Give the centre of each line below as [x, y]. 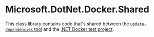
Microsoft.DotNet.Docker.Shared [78, 10]
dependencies [19, 29]
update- [138, 24]
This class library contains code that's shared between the [67, 24]
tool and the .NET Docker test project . [74, 29]
